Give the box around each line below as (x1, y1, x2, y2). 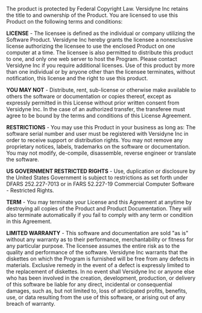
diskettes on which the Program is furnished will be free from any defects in (6, 255, 195, 262)
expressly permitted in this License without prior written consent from (6, 99, 180, 106)
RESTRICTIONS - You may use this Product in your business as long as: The (6, 124, 196, 131)
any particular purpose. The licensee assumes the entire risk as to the (6, 242, 180, 250)
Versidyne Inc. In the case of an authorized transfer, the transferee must (6, 106, 186, 112)
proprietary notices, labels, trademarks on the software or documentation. (6, 143, 191, 150)
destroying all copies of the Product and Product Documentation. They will (6, 205, 192, 212)
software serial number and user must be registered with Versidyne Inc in (6, 130, 189, 137)
